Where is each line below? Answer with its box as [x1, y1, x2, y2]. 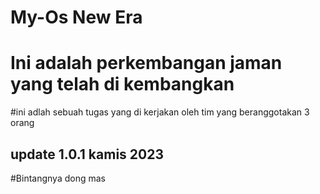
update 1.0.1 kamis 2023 [10, 146, 164, 163]
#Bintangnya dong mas [10, 172, 106, 184]
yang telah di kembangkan [10, 73, 235, 96]
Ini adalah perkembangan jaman [10, 52, 283, 75]
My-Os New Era [10, 6, 143, 29]
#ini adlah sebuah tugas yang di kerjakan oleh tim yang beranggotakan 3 [10, 106, 310, 118]
